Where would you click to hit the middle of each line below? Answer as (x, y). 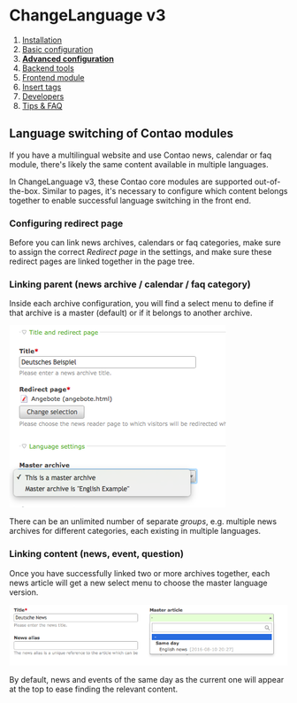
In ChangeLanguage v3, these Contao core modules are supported (131, 182)
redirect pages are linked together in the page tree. (102, 261)
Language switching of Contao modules (122, 134)
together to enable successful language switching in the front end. (130, 200)
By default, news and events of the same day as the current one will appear (147, 680)
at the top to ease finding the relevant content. (94, 689)
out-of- (267, 182)
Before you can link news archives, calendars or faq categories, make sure (145, 243)
